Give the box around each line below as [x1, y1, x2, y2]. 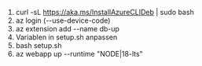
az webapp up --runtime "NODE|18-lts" [15, 49, 143, 58]
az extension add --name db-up [15, 24, 120, 33]
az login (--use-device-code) [15, 16, 111, 25]
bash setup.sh [15, 41, 62, 50]
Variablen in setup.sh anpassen [15, 32, 118, 42]
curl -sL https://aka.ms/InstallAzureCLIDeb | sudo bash [15, 8, 194, 16]
